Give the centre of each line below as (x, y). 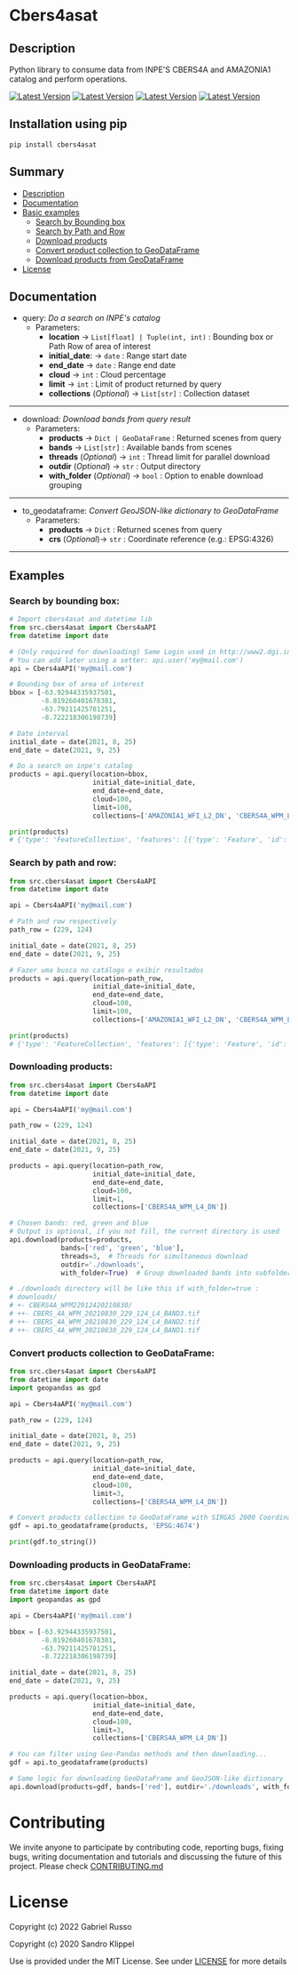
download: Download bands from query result (106, 420)
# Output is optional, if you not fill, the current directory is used (144, 1232)
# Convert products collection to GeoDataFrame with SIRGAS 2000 (132, 1518)
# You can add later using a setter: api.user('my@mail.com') (126, 660)
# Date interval (39, 733)
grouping (65, 485)
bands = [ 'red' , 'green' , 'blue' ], (122, 1248)
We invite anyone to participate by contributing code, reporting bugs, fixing (146, 1847)
